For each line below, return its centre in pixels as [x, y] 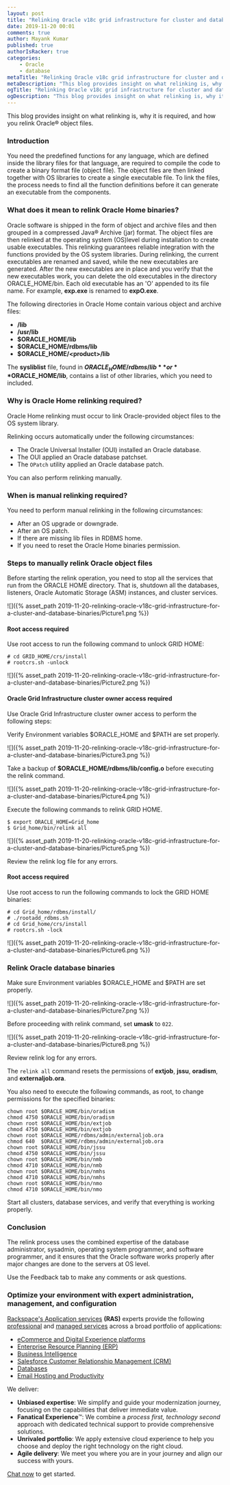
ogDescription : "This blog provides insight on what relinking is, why [111, 97]
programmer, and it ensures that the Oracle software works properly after [111, 1257]
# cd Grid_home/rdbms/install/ [52, 912]
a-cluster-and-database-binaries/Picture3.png [73, 755]
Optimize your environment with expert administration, [100, 1295]
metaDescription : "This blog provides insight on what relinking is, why [115, 84]
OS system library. [33, 423]
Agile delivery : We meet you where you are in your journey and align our [119, 1453]
